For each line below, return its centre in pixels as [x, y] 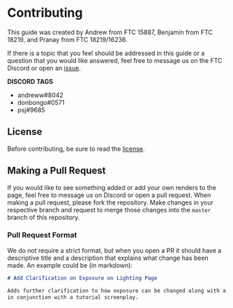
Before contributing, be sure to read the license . [76, 149]
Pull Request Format [42, 235]
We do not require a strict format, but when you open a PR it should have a [114, 250]
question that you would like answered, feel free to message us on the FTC [115, 60]
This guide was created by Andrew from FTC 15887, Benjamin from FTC [110, 32]
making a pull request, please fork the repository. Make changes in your [111, 202]
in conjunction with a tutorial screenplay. [73, 297]
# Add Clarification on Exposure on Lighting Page [82, 278]
